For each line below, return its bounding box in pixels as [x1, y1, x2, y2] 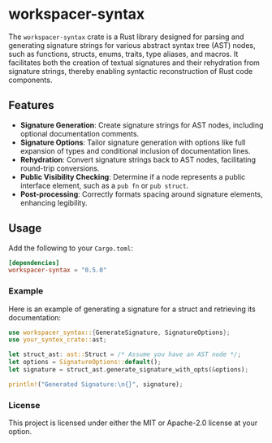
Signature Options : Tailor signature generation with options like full [19, 137, 246, 147]
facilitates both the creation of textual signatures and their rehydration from [8, 58, 260, 67]
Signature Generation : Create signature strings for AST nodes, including [19, 119, 264, 130]
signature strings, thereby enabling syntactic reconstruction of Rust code [8, 66, 253, 76]
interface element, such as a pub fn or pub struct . [19, 180, 189, 190]
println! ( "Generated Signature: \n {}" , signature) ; [8, 380, 183, 389]
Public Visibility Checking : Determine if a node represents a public [19, 172, 246, 181]
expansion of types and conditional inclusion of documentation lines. [19, 145, 251, 155]
